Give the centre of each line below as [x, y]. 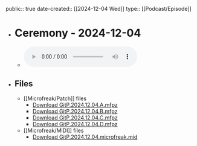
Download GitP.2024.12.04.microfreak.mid [85, 137]
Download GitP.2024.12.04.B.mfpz [75, 111]
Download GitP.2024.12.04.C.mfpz [75, 118]
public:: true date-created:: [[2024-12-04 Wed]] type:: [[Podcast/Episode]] [98, 9]
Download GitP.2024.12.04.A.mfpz [75, 104]
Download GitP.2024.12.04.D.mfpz [75, 124]
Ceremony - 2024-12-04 [78, 33]
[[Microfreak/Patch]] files [55, 98]
